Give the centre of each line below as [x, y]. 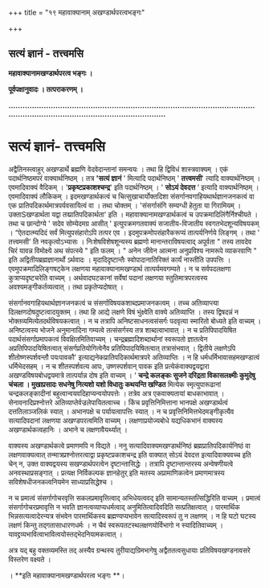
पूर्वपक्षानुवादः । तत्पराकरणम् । [46, 89]
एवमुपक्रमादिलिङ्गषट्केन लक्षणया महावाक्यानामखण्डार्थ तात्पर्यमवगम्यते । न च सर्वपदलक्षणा [120, 269]
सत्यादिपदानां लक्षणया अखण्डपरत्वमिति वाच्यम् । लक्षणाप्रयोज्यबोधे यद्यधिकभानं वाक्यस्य [116, 420]
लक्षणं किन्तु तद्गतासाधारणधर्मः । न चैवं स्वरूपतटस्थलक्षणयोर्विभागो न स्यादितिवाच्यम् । [116, 525]
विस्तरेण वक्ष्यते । [30, 559]
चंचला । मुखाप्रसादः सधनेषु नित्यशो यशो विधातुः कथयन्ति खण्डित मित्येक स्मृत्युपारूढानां [115, 384]
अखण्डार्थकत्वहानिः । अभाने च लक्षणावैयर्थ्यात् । [68, 430]
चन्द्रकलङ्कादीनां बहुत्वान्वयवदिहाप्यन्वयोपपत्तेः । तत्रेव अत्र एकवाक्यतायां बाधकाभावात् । [116, 393]
